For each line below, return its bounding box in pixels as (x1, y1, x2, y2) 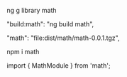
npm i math (6, 48, 40, 56)
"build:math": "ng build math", (6, 20, 94, 28)
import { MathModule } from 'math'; (6, 61, 111, 70)
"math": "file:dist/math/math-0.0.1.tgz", (6, 34, 120, 42)
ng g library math (6, 6, 57, 14)
